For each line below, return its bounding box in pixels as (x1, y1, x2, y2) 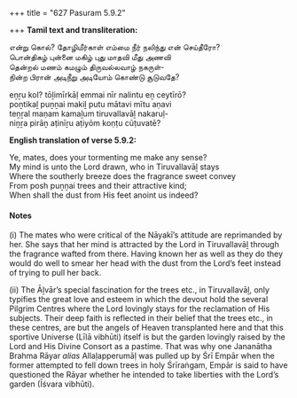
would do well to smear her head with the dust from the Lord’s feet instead (9, 258, 281, 269)
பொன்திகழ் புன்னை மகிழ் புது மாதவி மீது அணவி (9, 52, 171, 62)
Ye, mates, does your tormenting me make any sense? (9, 152, 207, 162)
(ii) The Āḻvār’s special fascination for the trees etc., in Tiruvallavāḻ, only (9, 285, 270, 295)
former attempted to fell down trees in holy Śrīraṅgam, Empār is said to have (9, 360, 288, 371)
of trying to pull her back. (9, 268, 102, 278)
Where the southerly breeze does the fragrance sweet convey (9, 171, 237, 181)
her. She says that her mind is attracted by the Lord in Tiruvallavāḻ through (9, 239, 279, 250)
